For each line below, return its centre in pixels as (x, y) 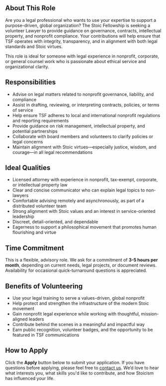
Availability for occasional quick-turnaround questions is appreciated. (76, 270)
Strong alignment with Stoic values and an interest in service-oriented (84, 211)
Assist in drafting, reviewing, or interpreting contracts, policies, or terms (86, 105)
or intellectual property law (40, 185)
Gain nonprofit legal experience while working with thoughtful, (76, 314)
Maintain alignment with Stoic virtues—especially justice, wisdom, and (84, 147)
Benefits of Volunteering (44, 286)
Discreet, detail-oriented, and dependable (55, 222)
